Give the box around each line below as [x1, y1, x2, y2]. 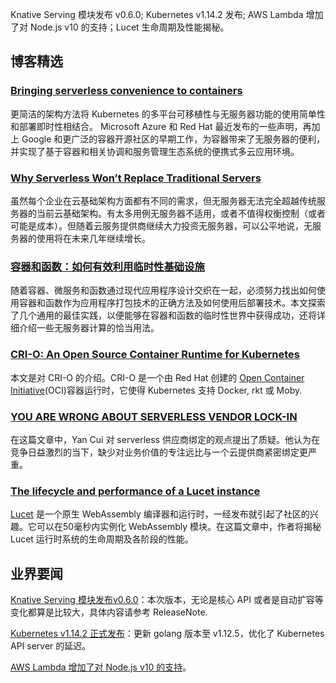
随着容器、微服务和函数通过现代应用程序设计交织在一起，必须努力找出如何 [10, 284, 317, 297]
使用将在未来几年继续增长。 [36, 232, 151, 244]
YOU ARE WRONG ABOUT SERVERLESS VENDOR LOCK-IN [10, 409, 298, 423]
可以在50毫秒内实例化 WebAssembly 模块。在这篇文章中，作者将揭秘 [36, 521, 322, 533]
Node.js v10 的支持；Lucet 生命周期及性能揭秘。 [29, 21, 230, 33]
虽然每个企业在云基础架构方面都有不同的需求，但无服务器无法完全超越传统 [10, 194, 317, 207]
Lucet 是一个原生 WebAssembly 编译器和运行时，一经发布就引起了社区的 [10, 508, 310, 520]
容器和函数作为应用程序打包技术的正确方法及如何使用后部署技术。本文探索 [18, 297, 326, 309]
